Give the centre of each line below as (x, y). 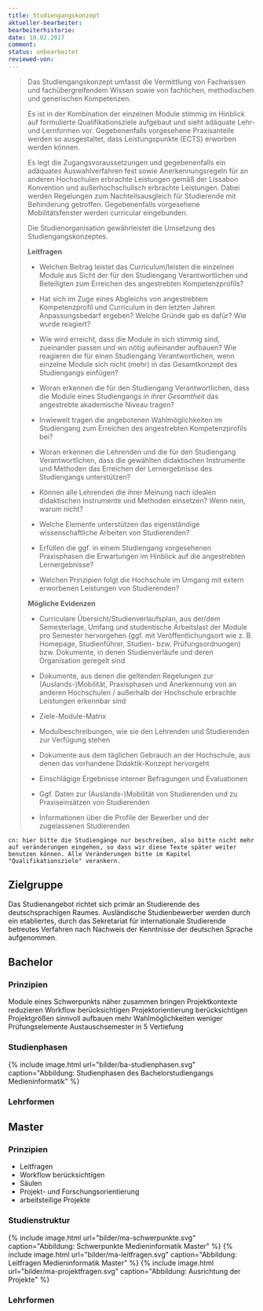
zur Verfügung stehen (75, 739)
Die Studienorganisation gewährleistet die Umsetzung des (121, 228)
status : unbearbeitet (44, 52)
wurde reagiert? (65, 324)
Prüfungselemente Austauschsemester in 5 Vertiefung (96, 1027)
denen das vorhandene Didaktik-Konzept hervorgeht (124, 763)
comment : (22, 45)
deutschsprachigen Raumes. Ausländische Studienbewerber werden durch (130, 912)
